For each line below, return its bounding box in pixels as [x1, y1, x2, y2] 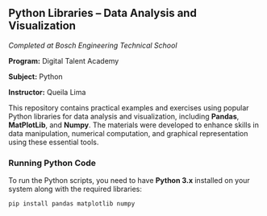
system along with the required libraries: [8, 185, 143, 194]
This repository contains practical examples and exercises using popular [8, 102, 249, 112]
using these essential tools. [8, 137, 99, 147]
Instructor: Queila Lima [8, 87, 86, 97]
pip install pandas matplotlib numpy [8, 200, 136, 208]
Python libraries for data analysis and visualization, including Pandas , [8, 111, 240, 121]
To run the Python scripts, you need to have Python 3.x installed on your [8, 176, 250, 185]
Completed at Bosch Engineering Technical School [8, 40, 177, 50]
